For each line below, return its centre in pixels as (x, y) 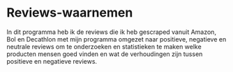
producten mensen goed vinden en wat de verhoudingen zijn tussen (105, 54)
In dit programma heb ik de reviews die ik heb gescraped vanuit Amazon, (112, 32)
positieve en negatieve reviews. (52, 61)
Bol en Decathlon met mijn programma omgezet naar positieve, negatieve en (116, 39)
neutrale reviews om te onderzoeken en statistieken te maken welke (104, 46)
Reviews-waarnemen (70, 13)
